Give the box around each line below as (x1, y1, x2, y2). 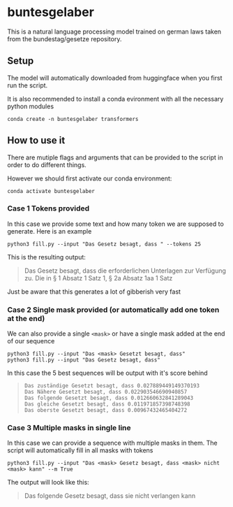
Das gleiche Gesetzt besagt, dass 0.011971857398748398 (24, 401, 190, 408)
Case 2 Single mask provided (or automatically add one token (7, 305, 220, 315)
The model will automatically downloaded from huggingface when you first (7, 73, 223, 82)
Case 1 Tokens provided (7, 203, 89, 213)
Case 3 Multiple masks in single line (7, 423, 131, 433)
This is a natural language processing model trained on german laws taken (7, 27, 222, 36)
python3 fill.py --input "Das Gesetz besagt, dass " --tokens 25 (7, 241, 201, 248)
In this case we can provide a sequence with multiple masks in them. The (7, 438, 218, 448)
